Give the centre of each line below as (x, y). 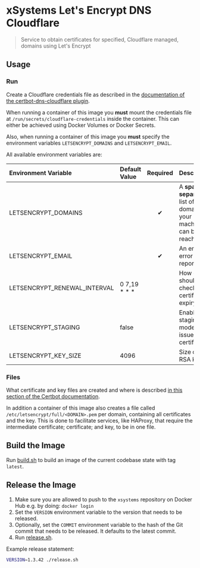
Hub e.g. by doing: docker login (54, 505)
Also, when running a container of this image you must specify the (88, 136)
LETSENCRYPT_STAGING (45, 327)
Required (160, 173)
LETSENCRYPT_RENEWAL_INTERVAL (62, 288)
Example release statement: (40, 549)
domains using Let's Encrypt (56, 46)
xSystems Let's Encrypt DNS (79, 10)
